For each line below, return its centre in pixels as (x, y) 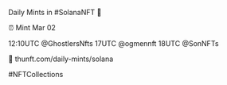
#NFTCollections (36, 74)
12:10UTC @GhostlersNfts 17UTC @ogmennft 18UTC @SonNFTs (113, 43)
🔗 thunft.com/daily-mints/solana (61, 59)
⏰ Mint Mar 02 (32, 27)
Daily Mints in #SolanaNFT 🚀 (55, 12)
